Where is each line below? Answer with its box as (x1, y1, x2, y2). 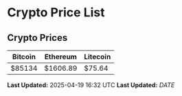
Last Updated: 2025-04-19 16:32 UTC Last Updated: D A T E (7, 81, 175, 89)
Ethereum (44, 52, 78, 61)
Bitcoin (12, 52, 36, 61)
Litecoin (83, 52, 111, 61)
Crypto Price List (7, 5, 105, 20)
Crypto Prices (7, 32, 68, 44)
